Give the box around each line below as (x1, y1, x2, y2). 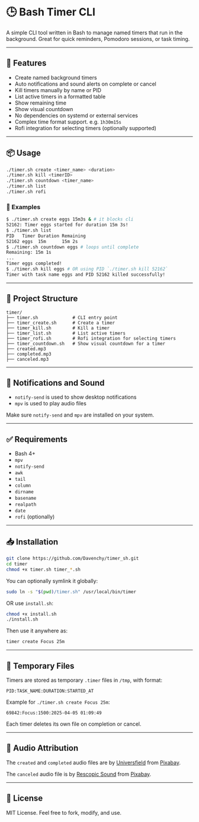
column (14, 483, 31, 489)
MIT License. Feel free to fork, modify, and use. (6, 809, 122, 816)
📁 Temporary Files (6, 661, 75, 671)
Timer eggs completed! (6, 260, 62, 267)
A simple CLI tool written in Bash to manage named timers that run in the (6, 29, 183, 36)
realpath (14, 502, 37, 508)
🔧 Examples (6, 203, 41, 211)
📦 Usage (6, 148, 41, 158)
